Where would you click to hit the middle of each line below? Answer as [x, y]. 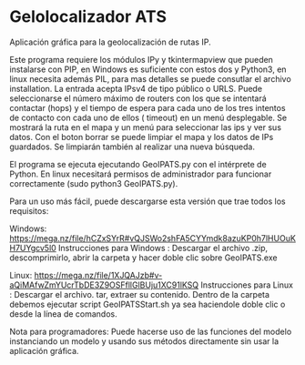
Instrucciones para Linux [247, 285]
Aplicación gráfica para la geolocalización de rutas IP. [110, 42]
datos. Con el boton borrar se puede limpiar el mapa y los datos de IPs [142, 137]
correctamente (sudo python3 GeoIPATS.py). [94, 183]
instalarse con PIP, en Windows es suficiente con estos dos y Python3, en [148, 69]
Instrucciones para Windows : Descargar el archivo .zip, [163, 248]
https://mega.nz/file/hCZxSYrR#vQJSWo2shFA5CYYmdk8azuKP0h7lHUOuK [152, 238]
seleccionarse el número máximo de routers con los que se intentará [138, 98]
